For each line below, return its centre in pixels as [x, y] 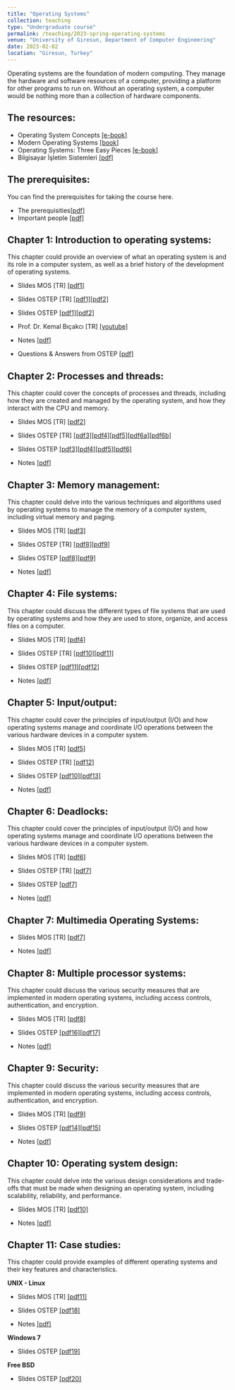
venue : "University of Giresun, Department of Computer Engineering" [112, 40]
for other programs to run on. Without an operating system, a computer [111, 88]
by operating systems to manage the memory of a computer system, [107, 509]
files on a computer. [36, 626]
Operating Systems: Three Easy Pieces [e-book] [88, 150]
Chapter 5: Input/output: [62, 703]
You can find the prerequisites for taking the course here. [91, 197]
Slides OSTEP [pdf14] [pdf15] [59, 1128]
